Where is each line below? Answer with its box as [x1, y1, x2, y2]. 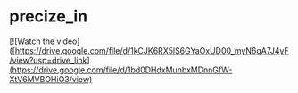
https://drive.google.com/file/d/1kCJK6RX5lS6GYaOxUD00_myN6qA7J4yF [14, 45, 290, 55]
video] [56, 36, 80, 46]
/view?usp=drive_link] [9, 55, 91, 65]
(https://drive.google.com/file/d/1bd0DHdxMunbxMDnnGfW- [9, 64, 233, 75]
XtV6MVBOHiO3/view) [9, 73, 93, 84]
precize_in [9, 6, 88, 27]
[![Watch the [9, 36, 55, 46]
